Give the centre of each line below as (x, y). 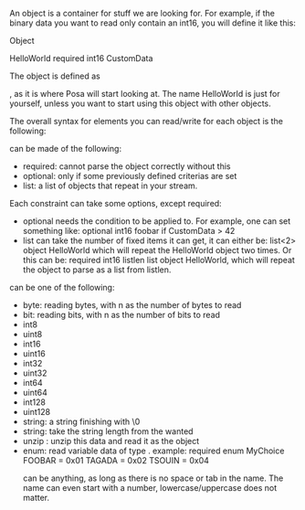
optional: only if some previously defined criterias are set (130, 176)
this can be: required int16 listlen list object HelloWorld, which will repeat (158, 260)
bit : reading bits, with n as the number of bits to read (121, 315)
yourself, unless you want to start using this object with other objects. (140, 103)
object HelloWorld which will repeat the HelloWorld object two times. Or (157, 250)
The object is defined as (55, 76)
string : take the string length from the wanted (108, 431)
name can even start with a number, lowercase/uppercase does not (149, 488)
